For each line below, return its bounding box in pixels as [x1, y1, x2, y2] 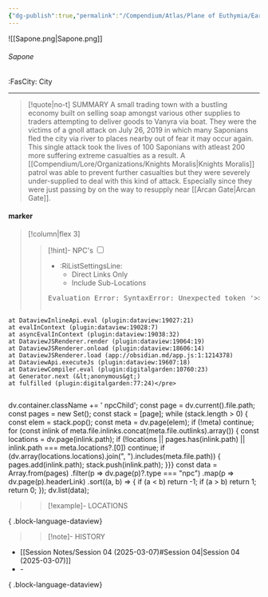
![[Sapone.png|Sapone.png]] [8, 34, 103, 43]
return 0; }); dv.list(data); [8, 485, 89, 496]
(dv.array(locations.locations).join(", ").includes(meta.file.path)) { [8, 452, 221, 461]
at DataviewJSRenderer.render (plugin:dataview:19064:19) [8, 337, 205, 346]
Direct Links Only [71, 269, 128, 280]
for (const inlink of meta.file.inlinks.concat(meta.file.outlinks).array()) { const [8, 426, 259, 436]
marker [8, 211, 33, 221]
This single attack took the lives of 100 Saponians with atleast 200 [27, 141, 246, 152]
